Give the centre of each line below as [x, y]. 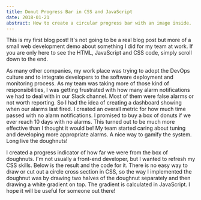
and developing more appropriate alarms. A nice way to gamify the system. [99, 135]
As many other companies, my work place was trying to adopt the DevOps [98, 71]
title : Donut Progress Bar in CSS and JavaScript [70, 12]
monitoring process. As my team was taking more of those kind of [88, 83]
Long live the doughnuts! [37, 141]
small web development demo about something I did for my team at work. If [100, 46]
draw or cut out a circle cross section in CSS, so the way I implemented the [99, 172]
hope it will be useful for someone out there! [61, 191]
